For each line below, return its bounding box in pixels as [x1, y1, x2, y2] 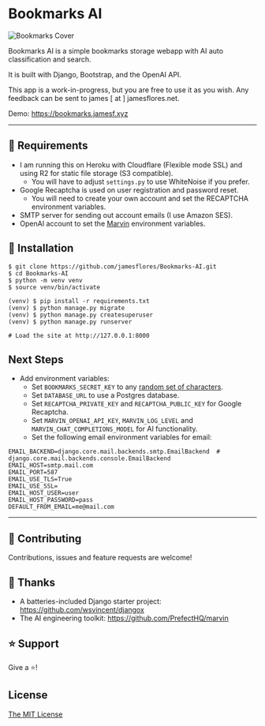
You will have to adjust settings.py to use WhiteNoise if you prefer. [31, 177, 250, 186]
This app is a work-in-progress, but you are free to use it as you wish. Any [8, 84, 249, 95]
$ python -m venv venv [8, 276, 83, 284]
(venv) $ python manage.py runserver [8, 317, 132, 326]
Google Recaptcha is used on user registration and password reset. [19, 185, 239, 194]
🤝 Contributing [8, 532, 82, 545]
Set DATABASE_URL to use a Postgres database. [31, 391, 180, 400]
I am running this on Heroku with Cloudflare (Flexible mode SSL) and [19, 159, 243, 170]
